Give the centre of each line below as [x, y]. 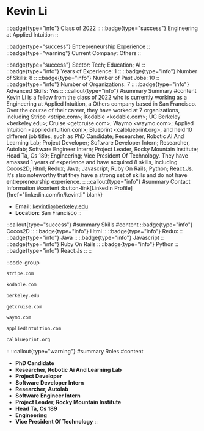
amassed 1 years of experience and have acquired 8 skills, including [92, 162]
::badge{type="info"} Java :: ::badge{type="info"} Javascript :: [85, 237]
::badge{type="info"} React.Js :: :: [49, 250]
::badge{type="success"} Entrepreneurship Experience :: [78, 46]
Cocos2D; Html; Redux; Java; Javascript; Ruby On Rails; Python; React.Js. [100, 168]
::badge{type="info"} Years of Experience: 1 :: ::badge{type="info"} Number [102, 71]
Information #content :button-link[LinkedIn [60, 188]
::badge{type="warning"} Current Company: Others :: [74, 53]
